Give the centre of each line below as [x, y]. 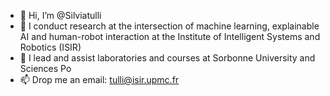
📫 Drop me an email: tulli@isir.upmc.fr [99, 79]
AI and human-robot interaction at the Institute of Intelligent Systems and [170, 36]
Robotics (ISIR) [50, 47]
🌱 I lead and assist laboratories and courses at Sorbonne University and [167, 58]
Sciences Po [45, 68]
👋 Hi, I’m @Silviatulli [60, 15]
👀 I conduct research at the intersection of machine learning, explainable [169, 26]
